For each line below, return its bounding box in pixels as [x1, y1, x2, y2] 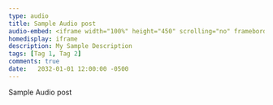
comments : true [8, 58, 60, 66]
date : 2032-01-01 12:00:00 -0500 [8, 65, 129, 73]
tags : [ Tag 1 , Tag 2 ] [8, 50, 82, 58]
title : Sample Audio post [8, 20, 96, 28]
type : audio [8, 11, 49, 20]
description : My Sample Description [8, 42, 132, 50]
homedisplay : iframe [8, 34, 79, 43]
